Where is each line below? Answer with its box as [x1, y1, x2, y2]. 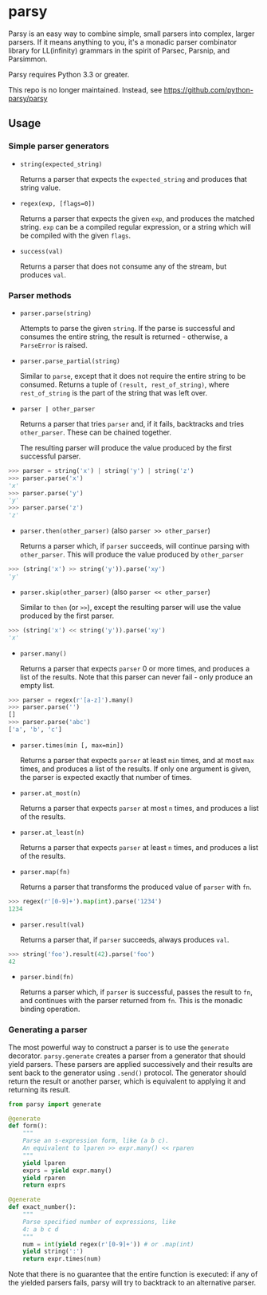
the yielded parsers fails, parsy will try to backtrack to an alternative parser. [8, 1278, 257, 1288]
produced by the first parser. [19, 611, 114, 620]
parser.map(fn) [19, 868, 71, 876]
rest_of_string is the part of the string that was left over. [19, 388, 208, 397]
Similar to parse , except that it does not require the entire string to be [19, 371, 246, 380]
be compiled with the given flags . [19, 230, 132, 240]
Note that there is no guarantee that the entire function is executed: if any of [8, 1269, 258, 1279]
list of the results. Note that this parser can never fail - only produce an [19, 672, 253, 682]
